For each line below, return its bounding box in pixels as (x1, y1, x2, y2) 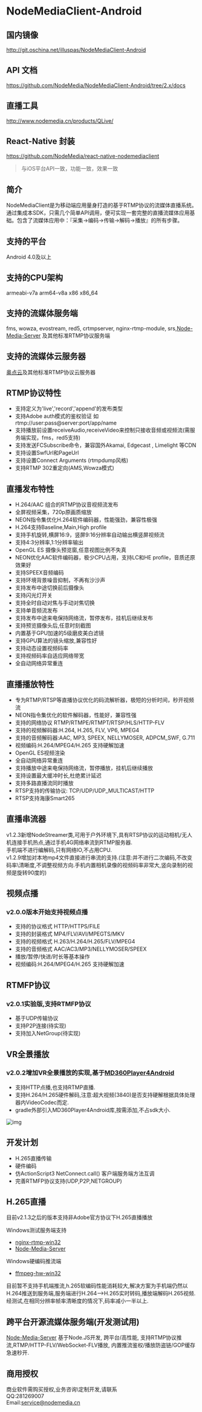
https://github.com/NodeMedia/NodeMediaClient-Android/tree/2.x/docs (6, 82, 186, 89)
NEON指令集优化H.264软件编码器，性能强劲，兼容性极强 (15, 516, 157, 524)
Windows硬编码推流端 (6, 1258, 62, 1265)
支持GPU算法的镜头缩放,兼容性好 (15, 637, 97, 645)
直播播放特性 (6, 679, 54, 689)
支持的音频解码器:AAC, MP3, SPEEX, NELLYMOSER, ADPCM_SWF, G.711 (15, 734, 195, 741)
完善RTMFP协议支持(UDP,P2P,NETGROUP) (15, 1177, 122, 1185)
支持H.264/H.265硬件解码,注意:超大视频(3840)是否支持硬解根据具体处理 (15, 1091, 195, 1098)
